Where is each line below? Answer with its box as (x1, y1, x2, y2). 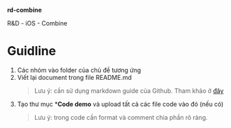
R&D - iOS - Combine (7, 19, 68, 27)
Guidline (7, 43, 57, 59)
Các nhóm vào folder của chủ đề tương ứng (17, 65, 141, 74)
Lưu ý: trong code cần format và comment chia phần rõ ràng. (34, 113, 208, 121)
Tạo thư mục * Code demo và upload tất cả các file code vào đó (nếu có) (17, 100, 224, 108)
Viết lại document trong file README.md (17, 73, 132, 81)
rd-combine (7, 6, 43, 14)
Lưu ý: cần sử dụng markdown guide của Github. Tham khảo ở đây (34, 86, 224, 95)
